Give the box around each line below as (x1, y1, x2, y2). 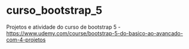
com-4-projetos (6, 36, 46, 43)
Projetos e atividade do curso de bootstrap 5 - (6, 23, 121, 30)
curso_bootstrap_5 (6, 4, 102, 17)
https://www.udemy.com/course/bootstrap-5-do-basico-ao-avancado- (6, 29, 184, 36)
